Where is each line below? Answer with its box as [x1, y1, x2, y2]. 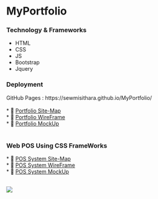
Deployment [6, 80, 44, 89]
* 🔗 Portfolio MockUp [6, 120, 59, 127]
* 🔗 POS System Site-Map [6, 155, 71, 163]
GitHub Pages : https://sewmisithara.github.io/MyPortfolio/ [6, 94, 153, 101]
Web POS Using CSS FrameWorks [6, 141, 108, 149]
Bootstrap [15, 59, 40, 66]
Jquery [15, 65, 33, 73]
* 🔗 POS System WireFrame [6, 161, 76, 169]
